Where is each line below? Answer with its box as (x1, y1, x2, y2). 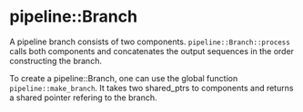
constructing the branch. (9, 55, 103, 66)
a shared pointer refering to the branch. (9, 92, 157, 103)
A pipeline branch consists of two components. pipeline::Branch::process (9, 36, 291, 47)
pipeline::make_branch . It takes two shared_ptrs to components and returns (9, 82, 294, 93)
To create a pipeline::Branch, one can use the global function (9, 72, 238, 83)
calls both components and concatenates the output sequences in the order (9, 45, 294, 56)
